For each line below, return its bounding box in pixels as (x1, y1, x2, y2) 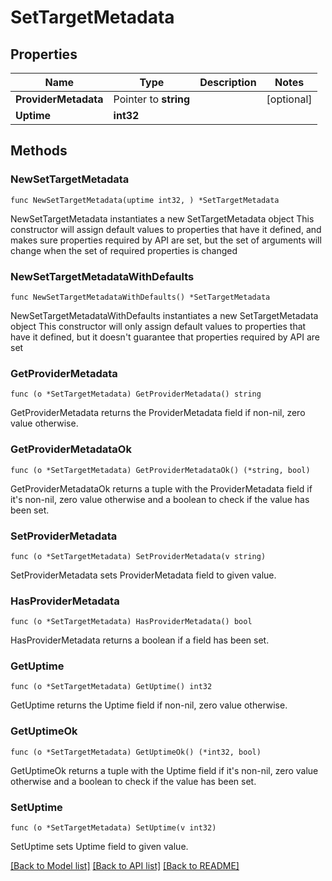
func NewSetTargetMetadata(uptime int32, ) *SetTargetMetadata (10, 195, 280, 205)
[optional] (266, 92, 313, 106)
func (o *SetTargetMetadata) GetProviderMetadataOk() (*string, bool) (10, 465, 311, 475)
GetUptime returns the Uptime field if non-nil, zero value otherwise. (10, 699, 288, 711)
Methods (10, 142, 68, 160)
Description (199, 76, 257, 89)
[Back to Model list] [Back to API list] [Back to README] (10, 860, 240, 872)
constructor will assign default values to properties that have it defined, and (10, 223, 322, 235)
